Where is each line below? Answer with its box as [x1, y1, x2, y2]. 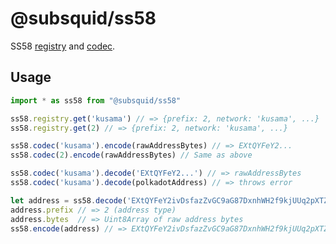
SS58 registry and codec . [10, 40, 116, 52]
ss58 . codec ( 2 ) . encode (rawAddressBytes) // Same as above [10, 150, 253, 161]
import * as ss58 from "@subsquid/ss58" [10, 95, 182, 106]
